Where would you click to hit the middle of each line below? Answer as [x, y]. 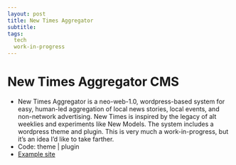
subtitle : [22, 27]
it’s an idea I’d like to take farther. [66, 139]
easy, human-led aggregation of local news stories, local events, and [118, 109]
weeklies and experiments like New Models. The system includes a [116, 124]
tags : [15, 34]
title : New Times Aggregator [50, 21]
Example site [36, 154]
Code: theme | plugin [48, 147]
